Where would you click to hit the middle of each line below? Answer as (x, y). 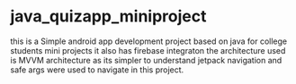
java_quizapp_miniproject (108, 17)
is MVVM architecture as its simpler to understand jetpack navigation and (146, 60)
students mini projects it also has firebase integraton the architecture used (148, 50)
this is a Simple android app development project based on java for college (148, 41)
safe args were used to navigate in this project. (97, 70)
